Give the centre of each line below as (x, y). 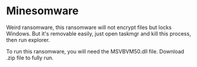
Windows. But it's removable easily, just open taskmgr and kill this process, (98, 33)
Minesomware (42, 11)
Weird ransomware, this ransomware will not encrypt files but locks (89, 27)
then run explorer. (28, 40)
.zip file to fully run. (30, 58)
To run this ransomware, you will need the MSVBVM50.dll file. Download (95, 51)
